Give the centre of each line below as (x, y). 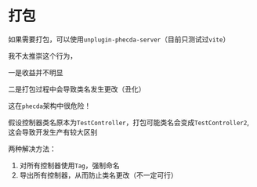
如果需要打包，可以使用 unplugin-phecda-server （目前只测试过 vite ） (119, 39)
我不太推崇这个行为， (42, 56)
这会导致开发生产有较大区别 (53, 132)
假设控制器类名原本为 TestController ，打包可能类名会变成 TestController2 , (128, 122)
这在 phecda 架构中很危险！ (50, 106)
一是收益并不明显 (36, 72)
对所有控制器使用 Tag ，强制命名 (69, 165)
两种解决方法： (32, 149)
